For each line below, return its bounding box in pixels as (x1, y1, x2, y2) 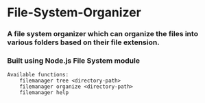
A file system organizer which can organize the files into (7, 29, 199, 39)
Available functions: (7, 72, 69, 78)
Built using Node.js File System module (7, 56, 141, 65)
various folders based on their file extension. (7, 38, 160, 47)
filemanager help (19, 89, 69, 96)
